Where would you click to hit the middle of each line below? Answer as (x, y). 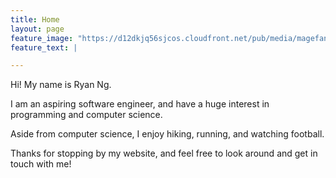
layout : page (37, 29)
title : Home (35, 19)
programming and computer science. (86, 115)
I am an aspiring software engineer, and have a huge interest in (140, 104)
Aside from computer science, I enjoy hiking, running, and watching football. (167, 134)
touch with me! (41, 164)
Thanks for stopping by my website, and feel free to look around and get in (164, 153)
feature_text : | (44, 47)
